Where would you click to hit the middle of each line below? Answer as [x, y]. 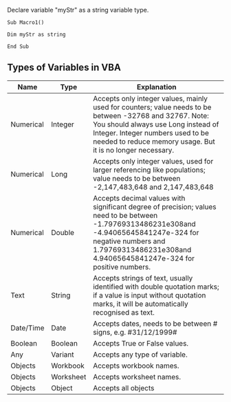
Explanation [156, 87]
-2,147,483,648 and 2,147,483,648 [153, 187]
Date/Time [27, 328]
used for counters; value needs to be [152, 107]
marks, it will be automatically [140, 304]
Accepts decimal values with [139, 198]
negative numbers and [129, 241]
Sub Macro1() [26, 23]
